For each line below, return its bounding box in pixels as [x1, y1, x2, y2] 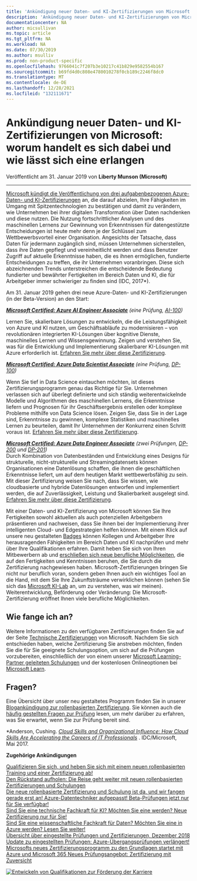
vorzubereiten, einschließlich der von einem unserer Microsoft [6, 653, 157, 660]
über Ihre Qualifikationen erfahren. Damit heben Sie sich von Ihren [6, 545, 166, 552]
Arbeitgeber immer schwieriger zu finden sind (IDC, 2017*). [6, 277, 151, 284]
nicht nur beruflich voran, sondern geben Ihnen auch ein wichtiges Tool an [6, 570, 186, 577]
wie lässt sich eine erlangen [6, 154, 145, 167]
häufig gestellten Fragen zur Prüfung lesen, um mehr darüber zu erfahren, [6, 710, 185, 717]
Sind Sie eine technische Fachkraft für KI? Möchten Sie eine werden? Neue [6, 807, 188, 814]
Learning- [157, 653, 182, 660]
